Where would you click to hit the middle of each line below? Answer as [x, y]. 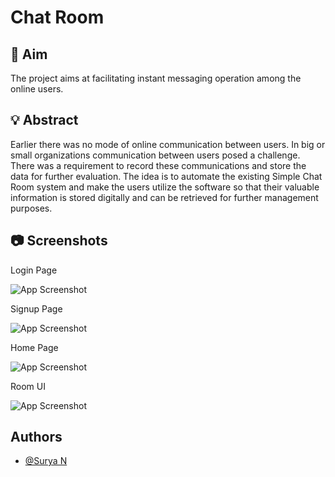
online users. [37, 89]
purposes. [31, 208]
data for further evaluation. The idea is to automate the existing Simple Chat [166, 176]
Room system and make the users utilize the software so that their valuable [165, 187]
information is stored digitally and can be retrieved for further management [164, 197]
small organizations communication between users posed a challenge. [155, 155]
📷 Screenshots [59, 241]
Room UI [28, 386]
